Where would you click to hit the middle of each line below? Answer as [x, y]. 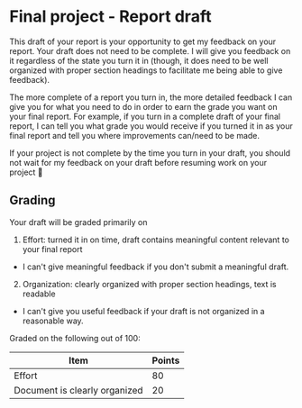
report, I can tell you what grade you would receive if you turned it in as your [151, 126]
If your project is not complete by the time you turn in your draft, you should [150, 153]
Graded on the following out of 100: [75, 338]
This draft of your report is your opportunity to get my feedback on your [143, 41]
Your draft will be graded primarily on [78, 222]
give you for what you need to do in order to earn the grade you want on [143, 106]
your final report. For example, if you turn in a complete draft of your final [145, 116]
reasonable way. [53, 321]
